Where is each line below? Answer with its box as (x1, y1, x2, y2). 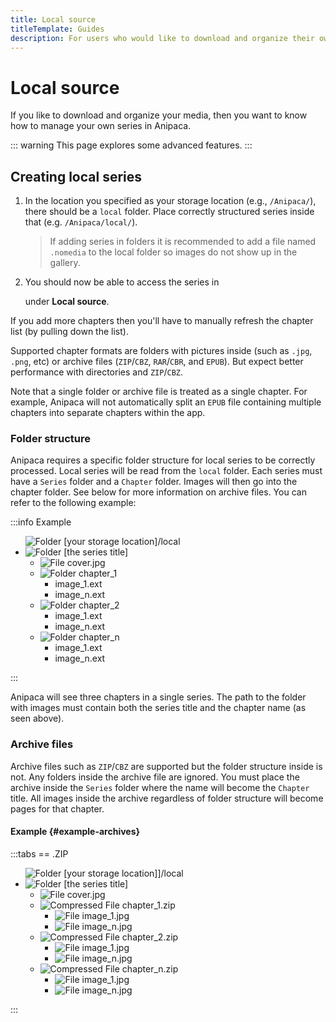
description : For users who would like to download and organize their (10, 33, 315, 43)
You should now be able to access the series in (24, 276, 220, 288)
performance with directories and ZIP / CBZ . (10, 366, 184, 378)
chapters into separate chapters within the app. (10, 407, 206, 419)
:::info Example (10, 516, 72, 528)
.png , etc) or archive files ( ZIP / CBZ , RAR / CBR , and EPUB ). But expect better (10, 356, 304, 368)
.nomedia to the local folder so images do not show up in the (49, 246, 298, 258)
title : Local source (10, 14, 97, 25)
